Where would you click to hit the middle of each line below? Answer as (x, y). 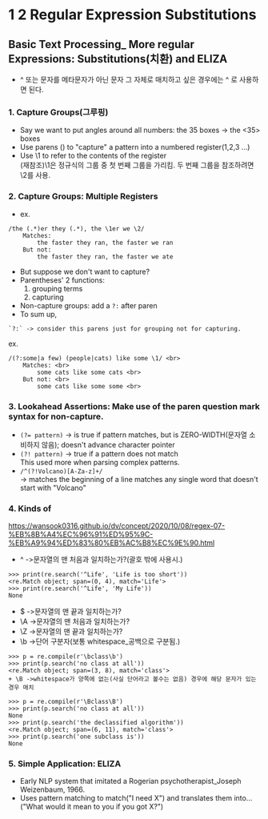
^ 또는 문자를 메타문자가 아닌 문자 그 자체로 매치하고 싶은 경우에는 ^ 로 (128, 79)
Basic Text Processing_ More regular (101, 44)
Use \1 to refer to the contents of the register (93, 156)
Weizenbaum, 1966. (52, 789)
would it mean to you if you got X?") (104, 807)
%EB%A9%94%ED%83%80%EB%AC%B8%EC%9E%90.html (112, 543)
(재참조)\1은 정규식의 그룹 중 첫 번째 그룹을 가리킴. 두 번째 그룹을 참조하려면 (137, 165)
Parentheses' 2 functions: (62, 280)
